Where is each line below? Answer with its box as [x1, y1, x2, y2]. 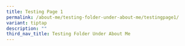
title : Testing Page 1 [6, 8, 63, 15]
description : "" [6, 25, 47, 32]
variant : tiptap [6, 20, 47, 26]
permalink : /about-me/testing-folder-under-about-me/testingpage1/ [6, 14, 180, 20]
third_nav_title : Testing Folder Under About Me [6, 31, 131, 37]
